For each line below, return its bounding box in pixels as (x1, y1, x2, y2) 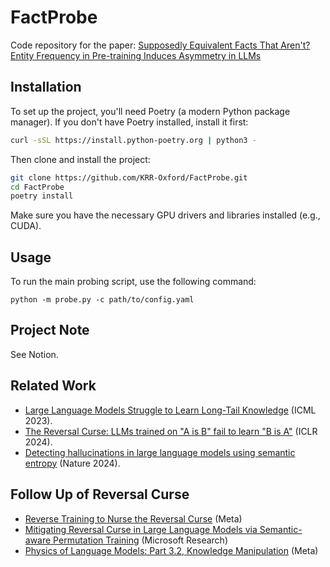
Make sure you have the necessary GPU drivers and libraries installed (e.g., (10, 209, 321, 221)
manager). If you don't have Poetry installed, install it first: (10, 116, 249, 128)
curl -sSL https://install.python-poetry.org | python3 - (10, 135, 257, 145)
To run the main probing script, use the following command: (10, 276, 257, 288)
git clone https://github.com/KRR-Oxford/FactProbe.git (10, 172, 248, 183)
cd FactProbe (10, 182, 65, 192)
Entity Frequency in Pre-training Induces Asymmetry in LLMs (10, 49, 262, 61)
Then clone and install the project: (10, 153, 151, 165)
